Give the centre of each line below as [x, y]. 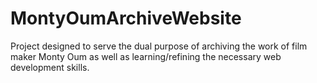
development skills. [50, 67]
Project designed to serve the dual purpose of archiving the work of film [159, 46]
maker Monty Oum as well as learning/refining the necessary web [146, 56]
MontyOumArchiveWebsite [126, 18]
